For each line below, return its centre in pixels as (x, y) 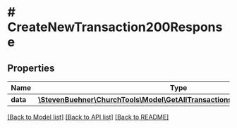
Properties (31, 68)
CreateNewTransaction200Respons (115, 27)
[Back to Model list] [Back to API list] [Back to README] (88, 117)
